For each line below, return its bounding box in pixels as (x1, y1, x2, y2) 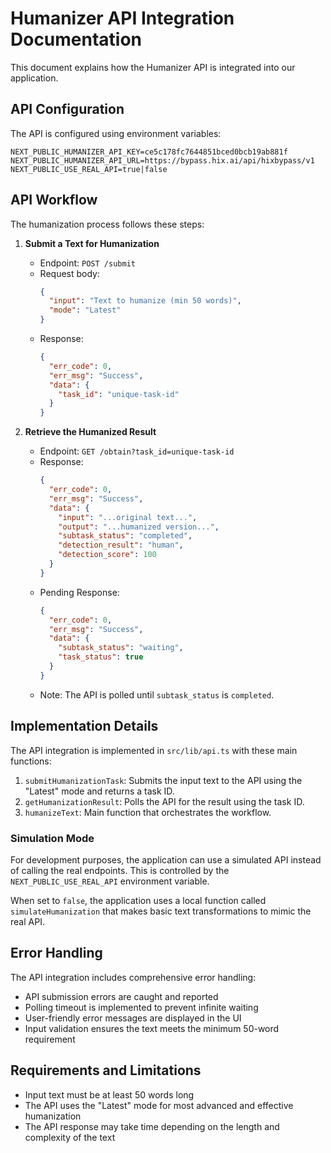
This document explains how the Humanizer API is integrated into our (10, 61, 296, 73)
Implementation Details (10, 718, 159, 735)
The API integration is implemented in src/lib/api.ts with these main (10, 744, 298, 756)
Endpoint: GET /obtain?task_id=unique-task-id (39, 445, 235, 457)
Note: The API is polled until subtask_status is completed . (39, 688, 275, 701)
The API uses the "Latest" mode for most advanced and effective (24, 1099, 294, 1111)
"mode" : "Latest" (48, 305, 122, 316)
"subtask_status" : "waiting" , (58, 643, 184, 653)
